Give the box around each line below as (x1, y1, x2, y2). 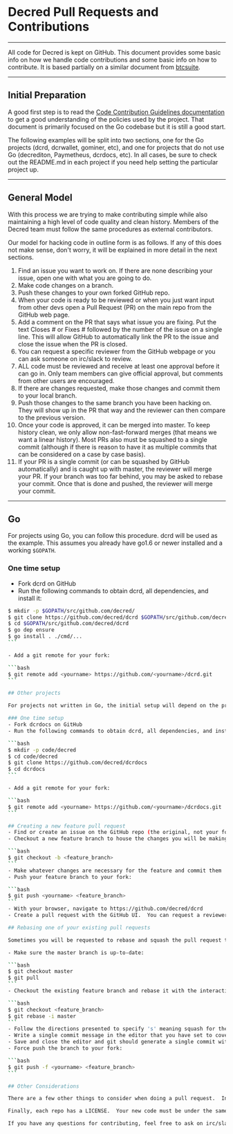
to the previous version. (17, 413, 86, 422)
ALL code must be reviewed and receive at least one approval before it (17, 362, 220, 370)
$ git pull (8, 974, 39, 982)
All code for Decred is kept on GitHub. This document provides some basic (8, 48, 221, 56)
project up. (8, 165, 39, 174)
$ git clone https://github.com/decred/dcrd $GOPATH (8, 613, 163, 621)
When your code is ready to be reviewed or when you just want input (17, 295, 215, 304)
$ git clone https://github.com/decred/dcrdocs (8, 759, 148, 766)
